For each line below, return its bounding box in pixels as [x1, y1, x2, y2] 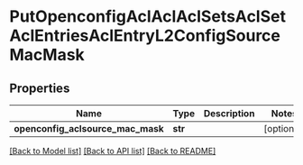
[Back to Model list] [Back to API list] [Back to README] [9, 146, 216, 156]
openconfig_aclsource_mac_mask [14, 123, 164, 134]
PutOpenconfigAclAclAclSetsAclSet [9, 6, 287, 27]
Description [203, 107, 255, 119]
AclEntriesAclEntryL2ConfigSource [9, 25, 281, 46]
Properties [9, 80, 70, 96]
